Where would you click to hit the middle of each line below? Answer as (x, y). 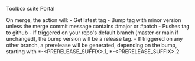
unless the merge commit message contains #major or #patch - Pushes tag (98, 26)
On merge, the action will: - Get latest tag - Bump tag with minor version (94, 20)
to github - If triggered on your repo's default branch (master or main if (92, 33)
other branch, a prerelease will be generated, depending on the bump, (92, 45)
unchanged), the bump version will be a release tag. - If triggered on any (95, 39)
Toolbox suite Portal (30, 9)
